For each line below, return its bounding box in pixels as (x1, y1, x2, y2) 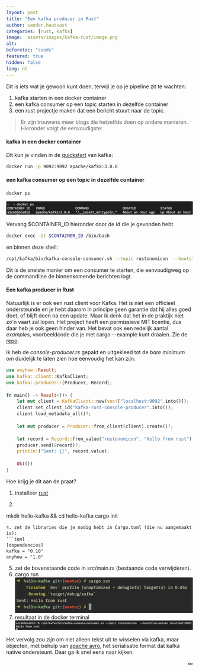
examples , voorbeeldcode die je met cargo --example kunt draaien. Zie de (6, 331, 188, 338)
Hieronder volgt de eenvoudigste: (20, 124, 102, 131)
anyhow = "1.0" (6, 554, 44, 560)
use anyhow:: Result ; (6, 367, 57, 373)
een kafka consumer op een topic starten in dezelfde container (14, 101, 169, 108)
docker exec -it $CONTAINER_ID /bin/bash (6, 233, 110, 239)
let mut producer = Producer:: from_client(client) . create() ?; (17, 423, 174, 429)
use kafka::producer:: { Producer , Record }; (6, 380, 113, 386)
